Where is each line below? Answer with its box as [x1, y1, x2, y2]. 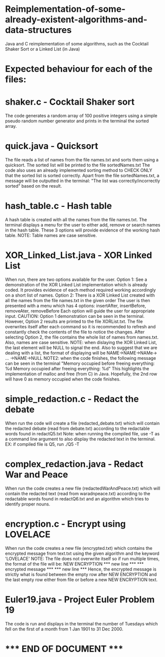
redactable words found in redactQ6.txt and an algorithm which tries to [5, 496, 149, 502]
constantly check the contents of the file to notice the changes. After [5, 329, 145, 335]
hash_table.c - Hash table [5, 200, 112, 212]
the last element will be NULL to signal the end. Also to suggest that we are [5, 345, 158, 350]
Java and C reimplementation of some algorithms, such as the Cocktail [5, 40, 149, 46]
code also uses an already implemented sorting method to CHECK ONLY [5, 167, 153, 173]
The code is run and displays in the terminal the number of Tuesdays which [5, 620, 158, 626]
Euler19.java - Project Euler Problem [5, 594, 155, 605]
